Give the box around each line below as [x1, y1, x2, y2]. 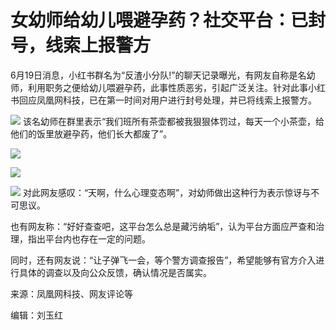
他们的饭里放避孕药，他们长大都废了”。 [10, 127, 173, 140]
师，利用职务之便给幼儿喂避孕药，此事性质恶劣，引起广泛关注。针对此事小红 [10, 81, 326, 93]
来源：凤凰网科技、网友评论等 [10, 287, 133, 300]
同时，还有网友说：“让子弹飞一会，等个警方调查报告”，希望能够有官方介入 [10, 254, 317, 266]
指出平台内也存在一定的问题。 [27, 232, 151, 245]
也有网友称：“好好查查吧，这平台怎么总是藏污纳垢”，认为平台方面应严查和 [10, 220, 317, 232]
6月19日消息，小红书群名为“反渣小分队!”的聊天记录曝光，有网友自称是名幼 [10, 69, 316, 81]
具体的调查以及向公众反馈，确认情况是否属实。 [18, 266, 212, 278]
